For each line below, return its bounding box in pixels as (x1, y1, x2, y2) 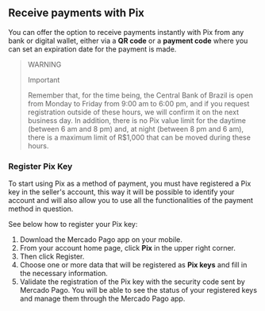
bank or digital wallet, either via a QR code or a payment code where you (8, 36, 248, 45)
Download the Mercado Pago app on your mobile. (19, 235, 182, 244)
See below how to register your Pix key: (8, 220, 138, 229)
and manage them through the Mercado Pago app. (19, 294, 186, 304)
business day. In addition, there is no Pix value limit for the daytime (27, 115, 246, 125)
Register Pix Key (8, 160, 73, 171)
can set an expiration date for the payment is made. (8, 44, 177, 54)
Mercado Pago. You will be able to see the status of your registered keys (19, 286, 258, 295)
